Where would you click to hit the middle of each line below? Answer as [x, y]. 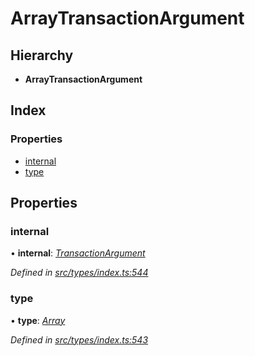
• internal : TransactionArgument [78, 253]
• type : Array [38, 320]
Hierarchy [42, 55]
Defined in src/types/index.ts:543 [79, 339]
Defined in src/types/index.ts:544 [79, 273]
